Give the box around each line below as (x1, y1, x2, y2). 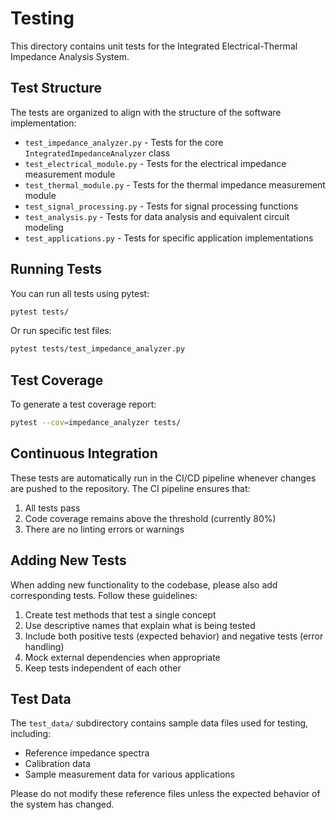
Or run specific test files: (10, 325, 112, 337)
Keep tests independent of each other (24, 662, 182, 674)
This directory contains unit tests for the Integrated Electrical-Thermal (10, 40, 298, 52)
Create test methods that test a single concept (24, 608, 217, 621)
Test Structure (10, 80, 103, 97)
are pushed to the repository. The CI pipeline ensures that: (10, 482, 251, 494)
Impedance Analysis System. (10, 50, 130, 62)
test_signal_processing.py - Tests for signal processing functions (24, 200, 299, 212)
